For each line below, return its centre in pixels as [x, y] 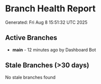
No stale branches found [30, 77]
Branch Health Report [50, 9]
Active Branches [31, 38]
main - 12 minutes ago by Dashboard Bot [54, 49]
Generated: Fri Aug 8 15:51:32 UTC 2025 [46, 22]
